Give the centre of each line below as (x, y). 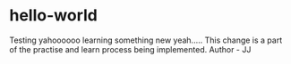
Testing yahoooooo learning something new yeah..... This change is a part (146, 40)
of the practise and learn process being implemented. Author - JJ (130, 49)
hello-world (54, 16)
